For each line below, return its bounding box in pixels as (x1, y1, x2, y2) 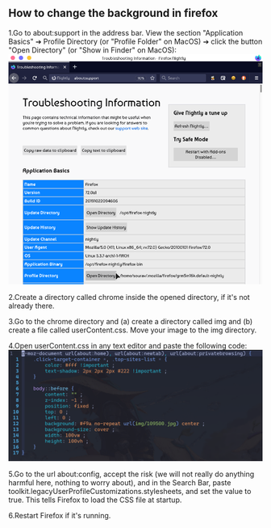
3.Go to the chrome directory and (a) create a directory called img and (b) (8, 317, 253, 327)
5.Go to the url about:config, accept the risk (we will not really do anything (8, 469, 255, 479)
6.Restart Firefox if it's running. (8, 510, 111, 520)
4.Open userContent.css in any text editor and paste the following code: (8, 341, 248, 351)
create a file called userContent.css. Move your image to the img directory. (8, 325, 257, 335)
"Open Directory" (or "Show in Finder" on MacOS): (8, 44, 177, 55)
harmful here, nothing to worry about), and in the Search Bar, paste (8, 477, 231, 488)
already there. (8, 301, 55, 310)
